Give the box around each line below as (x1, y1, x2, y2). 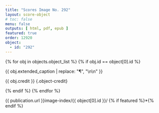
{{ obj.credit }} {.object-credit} (5, 78, 68, 84)
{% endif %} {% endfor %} (5, 87, 61, 93)
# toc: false (5, 17, 33, 22)
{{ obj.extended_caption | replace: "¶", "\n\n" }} (5, 68, 103, 74)
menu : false (5, 21, 30, 27)
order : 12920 (5, 36, 33, 41)
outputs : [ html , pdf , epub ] (5, 26, 69, 31)
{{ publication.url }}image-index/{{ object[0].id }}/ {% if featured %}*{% (5, 97, 154, 103)
